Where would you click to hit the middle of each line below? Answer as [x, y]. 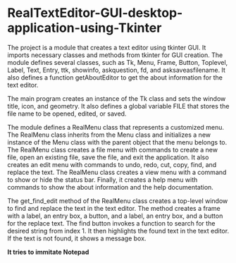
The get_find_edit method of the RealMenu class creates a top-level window [118, 201]
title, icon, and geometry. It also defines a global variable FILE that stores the [118, 106]
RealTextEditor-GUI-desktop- [95, 13]
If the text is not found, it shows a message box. [77, 238]
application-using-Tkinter [85, 28]
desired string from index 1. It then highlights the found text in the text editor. [118, 231]
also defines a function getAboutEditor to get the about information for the [115, 77]
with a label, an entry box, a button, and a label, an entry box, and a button [115, 216]
